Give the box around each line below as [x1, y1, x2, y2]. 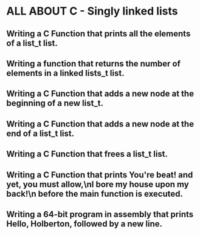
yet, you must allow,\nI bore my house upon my [6, 179, 190, 189]
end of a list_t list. [6, 128, 75, 138]
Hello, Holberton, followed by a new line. [6, 219, 163, 229]
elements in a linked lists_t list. [6, 68, 125, 78]
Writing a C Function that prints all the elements [6, 29, 191, 39]
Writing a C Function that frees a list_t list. [6, 149, 168, 159]
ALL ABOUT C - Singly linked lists [6, 4, 178, 18]
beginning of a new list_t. [6, 98, 103, 109]
